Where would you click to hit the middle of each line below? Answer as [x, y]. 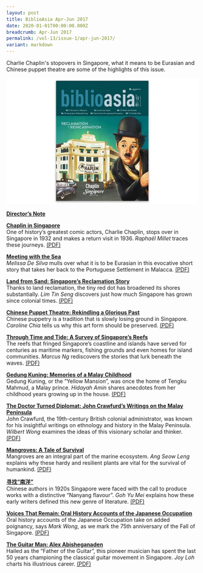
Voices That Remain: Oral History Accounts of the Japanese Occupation [99, 513]
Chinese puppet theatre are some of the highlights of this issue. [86, 69]
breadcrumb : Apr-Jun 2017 [39, 32]
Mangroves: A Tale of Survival [45, 450]
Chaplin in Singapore [33, 225]
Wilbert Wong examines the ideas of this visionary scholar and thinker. [95, 432]
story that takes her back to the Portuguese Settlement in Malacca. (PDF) [98, 270]
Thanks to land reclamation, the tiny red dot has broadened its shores [93, 288]
